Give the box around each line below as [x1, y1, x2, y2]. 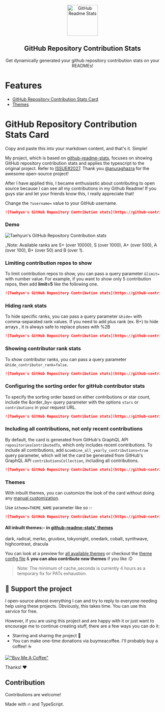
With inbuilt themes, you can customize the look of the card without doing [5, 490, 155, 496]
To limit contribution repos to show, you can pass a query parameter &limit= [5, 271, 160, 277]
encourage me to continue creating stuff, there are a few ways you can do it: [5, 623, 160, 629]
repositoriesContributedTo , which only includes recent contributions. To [5, 442, 152, 448]
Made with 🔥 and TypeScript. [5, 701, 64, 707]
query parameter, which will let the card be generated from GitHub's [5, 452, 143, 458]
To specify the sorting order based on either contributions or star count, [5, 394, 151, 400]
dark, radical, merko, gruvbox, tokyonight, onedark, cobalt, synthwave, [5, 536, 149, 542]
